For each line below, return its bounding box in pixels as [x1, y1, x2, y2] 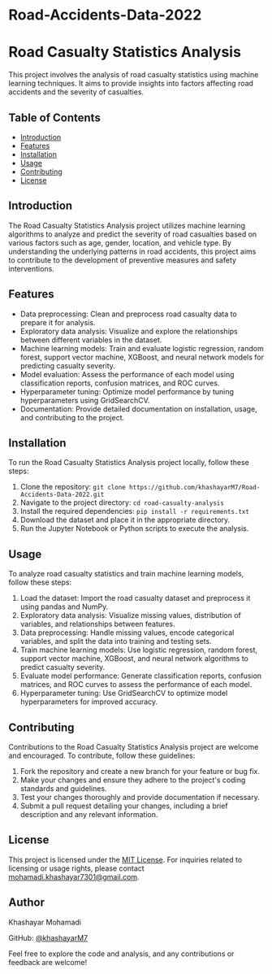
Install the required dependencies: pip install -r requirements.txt [19, 507, 250, 516]
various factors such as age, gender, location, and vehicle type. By [8, 237, 231, 247]
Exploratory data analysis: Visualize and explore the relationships [19, 326, 238, 336]
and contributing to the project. [19, 412, 124, 422]
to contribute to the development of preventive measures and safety [8, 254, 237, 265]
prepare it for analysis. [19, 317, 96, 327]
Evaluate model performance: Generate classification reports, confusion [19, 671, 262, 680]
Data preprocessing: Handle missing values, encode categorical [19, 628, 235, 637]
